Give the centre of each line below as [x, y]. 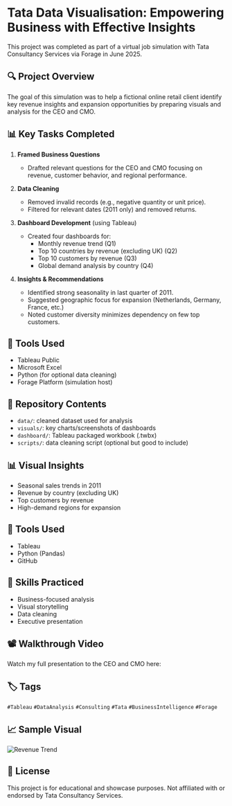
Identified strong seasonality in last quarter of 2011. [100, 292]
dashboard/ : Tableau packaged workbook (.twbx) [87, 436]
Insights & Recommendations [60, 279]
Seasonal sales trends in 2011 [59, 485]
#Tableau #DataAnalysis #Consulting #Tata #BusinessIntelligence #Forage [113, 708]
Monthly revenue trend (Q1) [77, 243]
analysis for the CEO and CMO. [51, 111]
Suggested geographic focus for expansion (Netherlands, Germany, [124, 300]
